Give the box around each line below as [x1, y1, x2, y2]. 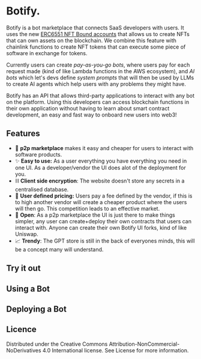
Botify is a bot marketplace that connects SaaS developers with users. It [6, 24, 184, 31]
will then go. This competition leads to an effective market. [14, 205, 160, 212]
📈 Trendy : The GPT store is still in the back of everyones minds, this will [14, 237, 195, 244]
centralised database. [14, 186, 69, 193]
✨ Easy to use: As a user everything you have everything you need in [14, 157, 187, 164]
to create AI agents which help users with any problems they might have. [6, 80, 187, 88]
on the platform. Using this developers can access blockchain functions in [6, 98, 190, 106]
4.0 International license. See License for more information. [42, 346, 189, 354]
